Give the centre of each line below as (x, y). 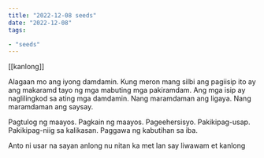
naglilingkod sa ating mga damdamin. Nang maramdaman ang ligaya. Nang (130, 98)
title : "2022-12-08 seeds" (52, 15)
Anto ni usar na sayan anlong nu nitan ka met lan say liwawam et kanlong (127, 145)
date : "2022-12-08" (40, 23)
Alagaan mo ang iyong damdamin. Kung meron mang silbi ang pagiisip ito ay (132, 82)
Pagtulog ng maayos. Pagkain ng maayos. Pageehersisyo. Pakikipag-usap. (129, 122)
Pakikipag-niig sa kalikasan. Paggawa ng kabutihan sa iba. (103, 130)
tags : (17, 30)
